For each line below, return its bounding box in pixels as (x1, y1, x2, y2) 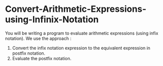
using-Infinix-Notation (5, 14, 99, 25)
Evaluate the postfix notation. (12, 55, 72, 61)
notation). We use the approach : (5, 35, 72, 41)
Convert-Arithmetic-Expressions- (5, 3, 146, 15)
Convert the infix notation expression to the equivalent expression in (12, 45, 151, 51)
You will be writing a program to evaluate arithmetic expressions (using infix (5, 30, 159, 36)
